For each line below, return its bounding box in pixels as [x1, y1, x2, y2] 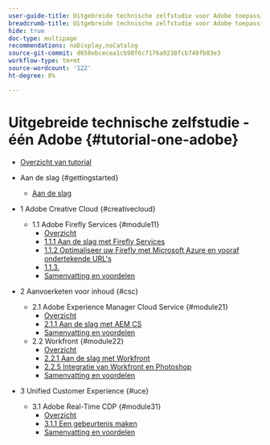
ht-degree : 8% [8, 72, 56, 80]
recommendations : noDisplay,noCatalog [8, 42, 138, 50]
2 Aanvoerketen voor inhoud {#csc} [19, 286, 139, 296]
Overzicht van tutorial [19, 157, 92, 167]
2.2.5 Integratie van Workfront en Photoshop [43, 361, 192, 371]
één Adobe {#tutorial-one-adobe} [8, 130, 239, 149]
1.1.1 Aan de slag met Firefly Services [43, 237, 166, 246]
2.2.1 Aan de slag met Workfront [43, 353, 150, 363]
